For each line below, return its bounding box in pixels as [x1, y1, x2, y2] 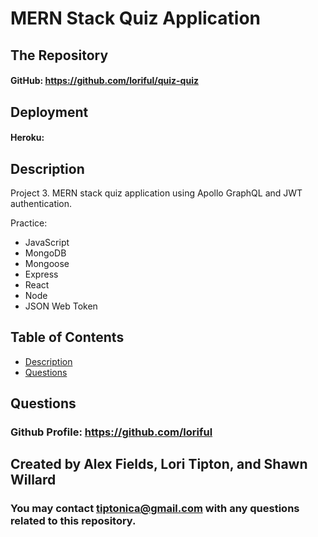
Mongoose [24, 257, 70, 269]
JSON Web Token [24, 300, 98, 312]
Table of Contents [10, 329, 125, 346]
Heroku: [10, 132, 45, 144]
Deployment [10, 103, 89, 121]
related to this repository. [10, 514, 137, 528]
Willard [10, 472, 57, 489]
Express [24, 268, 59, 280]
